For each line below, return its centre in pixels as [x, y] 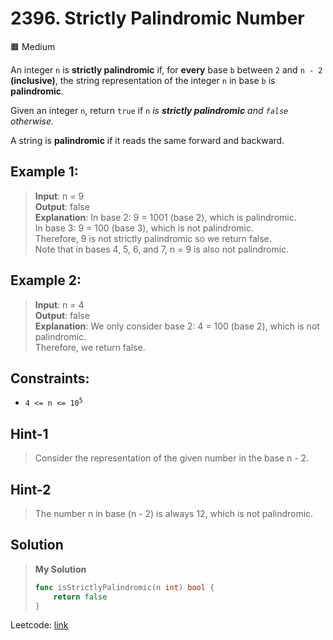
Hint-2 [31, 489]
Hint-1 [29, 433]
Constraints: [50, 378]
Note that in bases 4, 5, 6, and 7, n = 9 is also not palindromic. [162, 249]
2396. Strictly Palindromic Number [157, 18]
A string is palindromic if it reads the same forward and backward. [147, 140]
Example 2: [46, 280]
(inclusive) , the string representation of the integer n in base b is [143, 80]
